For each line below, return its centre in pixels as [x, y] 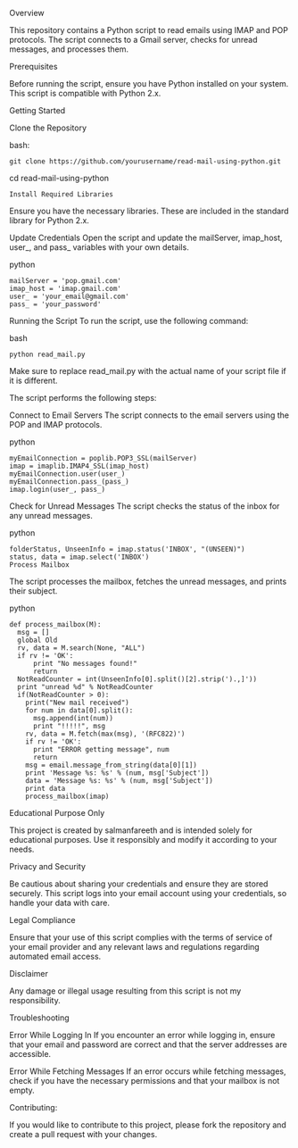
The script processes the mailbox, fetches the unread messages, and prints [148, 581]
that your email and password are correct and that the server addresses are [148, 1044]
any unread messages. [51, 516]
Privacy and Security [48, 866]
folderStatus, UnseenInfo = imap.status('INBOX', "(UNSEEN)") [127, 549]
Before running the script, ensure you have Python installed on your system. [149, 83]
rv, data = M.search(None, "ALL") [81, 648]
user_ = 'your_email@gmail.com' [69, 296]
